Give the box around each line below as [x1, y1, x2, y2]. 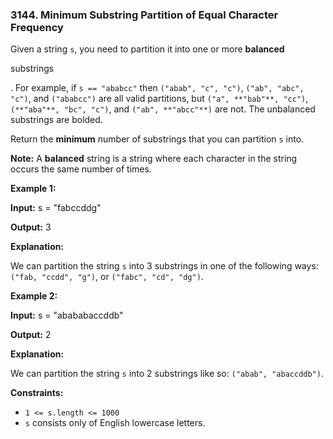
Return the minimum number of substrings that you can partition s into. [10, 133, 305, 145]
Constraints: [10, 387, 64, 399]
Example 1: [10, 183, 57, 195]
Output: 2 [10, 329, 52, 341]
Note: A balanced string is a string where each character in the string [10, 153, 298, 165]
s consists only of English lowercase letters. [24, 417, 206, 429]
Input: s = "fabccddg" [10, 202, 102, 214]
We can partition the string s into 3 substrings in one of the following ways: [10, 260, 319, 272]
